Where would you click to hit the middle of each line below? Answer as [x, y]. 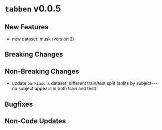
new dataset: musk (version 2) [43, 39]
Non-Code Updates [35, 121]
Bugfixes [19, 104]
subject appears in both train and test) [58, 89]
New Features [27, 27]
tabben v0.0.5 [33, 9]
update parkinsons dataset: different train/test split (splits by [73, 83]
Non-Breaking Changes [42, 71]
